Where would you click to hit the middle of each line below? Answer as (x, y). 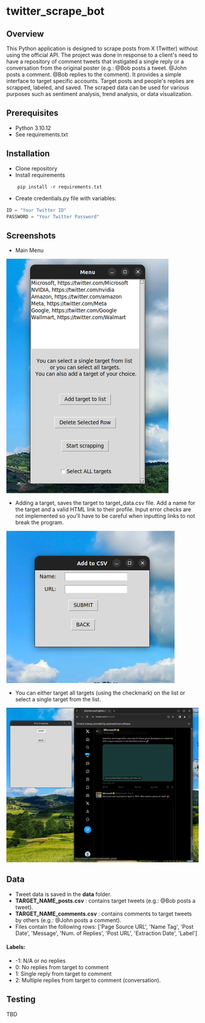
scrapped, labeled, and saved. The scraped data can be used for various (98, 87)
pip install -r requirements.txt (60, 187)
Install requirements (40, 175)
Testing (21, 999)
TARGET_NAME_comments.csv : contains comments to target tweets (103, 914)
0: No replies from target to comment (62, 967)
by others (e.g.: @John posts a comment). (68, 920)
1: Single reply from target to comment (63, 973)
